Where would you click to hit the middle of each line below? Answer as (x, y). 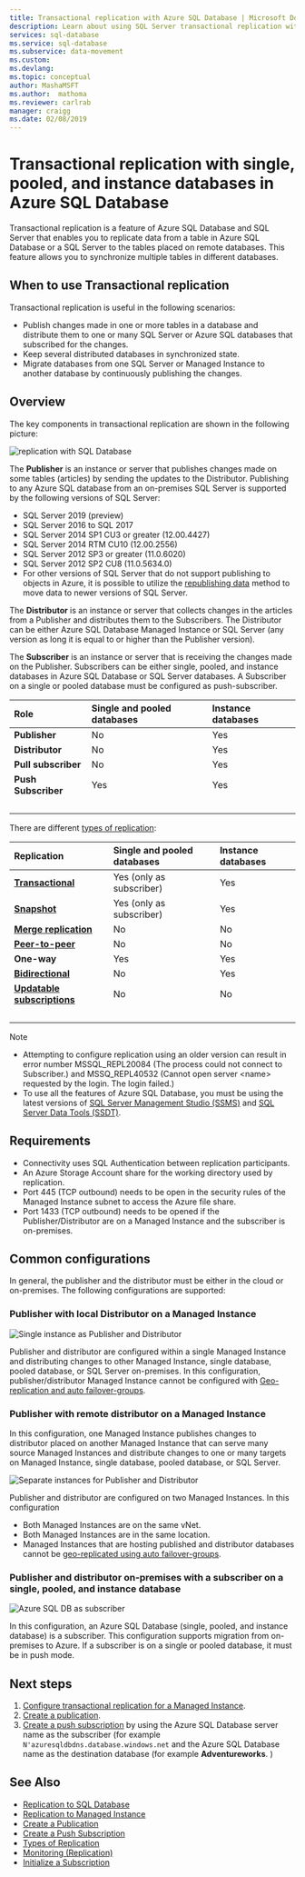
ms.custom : (30, 60)
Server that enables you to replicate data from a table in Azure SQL (135, 238)
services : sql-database (54, 35)
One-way (35, 958)
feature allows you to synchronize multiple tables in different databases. (144, 257)
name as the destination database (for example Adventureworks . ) (148, 1754)
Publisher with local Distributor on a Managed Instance (133, 1314)
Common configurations (80, 1258)
